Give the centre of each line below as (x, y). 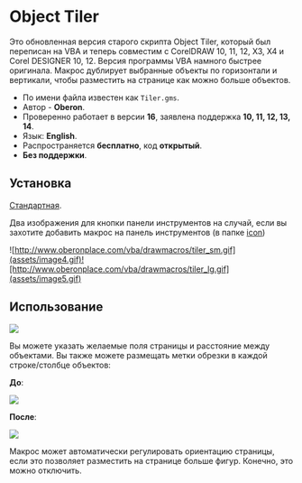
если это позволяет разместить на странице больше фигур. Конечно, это (151, 460)
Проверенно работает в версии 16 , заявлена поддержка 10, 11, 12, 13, (156, 116)
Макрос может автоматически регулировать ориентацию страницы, (142, 451)
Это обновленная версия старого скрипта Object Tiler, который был (140, 42)
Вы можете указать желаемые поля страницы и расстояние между (140, 346)
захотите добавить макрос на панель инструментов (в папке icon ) (137, 232)
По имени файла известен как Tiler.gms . (101, 98)
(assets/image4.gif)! (46, 259)
